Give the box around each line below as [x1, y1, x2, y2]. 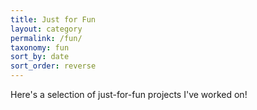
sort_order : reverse [10, 61, 97, 71]
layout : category [10, 24, 83, 34]
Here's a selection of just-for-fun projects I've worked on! [10, 89, 248, 100]
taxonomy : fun [10, 42, 70, 53]
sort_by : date [10, 52, 70, 62]
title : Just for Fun [10, 14, 97, 25]
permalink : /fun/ [10, 33, 83, 43]
